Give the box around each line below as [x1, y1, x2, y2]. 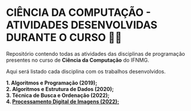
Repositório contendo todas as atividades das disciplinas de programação [6, 50, 185, 57]
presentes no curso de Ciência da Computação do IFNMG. [6, 56, 150, 63]
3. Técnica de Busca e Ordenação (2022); [6, 92, 110, 99]
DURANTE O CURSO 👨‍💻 [6, 31, 122, 44]
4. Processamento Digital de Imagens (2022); [6, 97, 119, 105]
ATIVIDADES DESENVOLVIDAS [6, 18, 158, 32]
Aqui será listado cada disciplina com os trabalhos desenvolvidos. [6, 68, 166, 75]
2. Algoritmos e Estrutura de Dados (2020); [6, 85, 114, 92]
